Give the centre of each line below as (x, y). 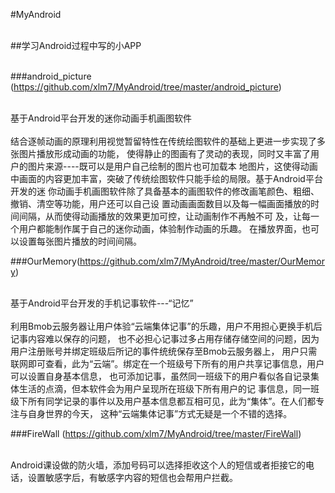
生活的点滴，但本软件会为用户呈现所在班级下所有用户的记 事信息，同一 (164, 388)
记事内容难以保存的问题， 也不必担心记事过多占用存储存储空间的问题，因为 (165, 338)
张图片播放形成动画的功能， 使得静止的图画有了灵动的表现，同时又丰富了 (160, 153)
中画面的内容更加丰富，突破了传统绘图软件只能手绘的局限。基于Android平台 (166, 178)
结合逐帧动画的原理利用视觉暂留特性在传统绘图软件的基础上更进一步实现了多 (168, 141)
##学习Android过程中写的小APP (76, 45)
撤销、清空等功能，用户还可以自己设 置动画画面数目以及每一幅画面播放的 (160, 203)
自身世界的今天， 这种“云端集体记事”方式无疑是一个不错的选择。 (160, 413)
